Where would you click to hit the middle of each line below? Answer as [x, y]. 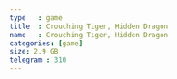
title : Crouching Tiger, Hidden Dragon [89, 26]
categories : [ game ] [46, 43]
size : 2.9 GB [34, 52]
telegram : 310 [38, 60]
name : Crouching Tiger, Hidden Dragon [89, 35]
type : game [36, 18]
